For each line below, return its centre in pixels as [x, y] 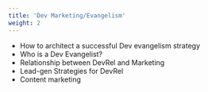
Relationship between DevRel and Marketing [92, 62]
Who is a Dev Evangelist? [61, 54]
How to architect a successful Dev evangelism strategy [110, 45]
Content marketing [50, 79]
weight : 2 [25, 23]
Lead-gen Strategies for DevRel [71, 71]
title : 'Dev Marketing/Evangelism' [67, 15]
